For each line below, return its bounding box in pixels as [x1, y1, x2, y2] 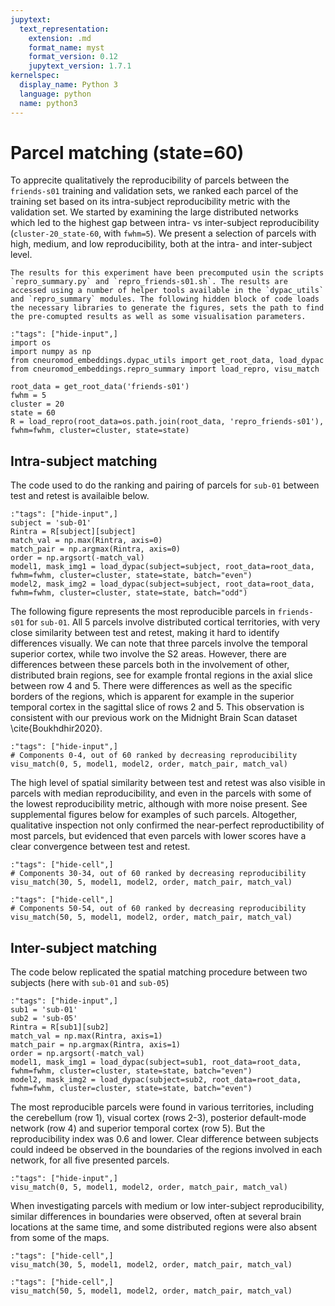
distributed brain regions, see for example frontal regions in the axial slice [10, 669, 313, 681]
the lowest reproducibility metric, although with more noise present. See [10, 798, 308, 810]
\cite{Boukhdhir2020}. [10, 722, 103, 735]
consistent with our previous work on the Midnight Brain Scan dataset [10, 712, 298, 724]
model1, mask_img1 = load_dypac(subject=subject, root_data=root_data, [10, 562, 315, 572]
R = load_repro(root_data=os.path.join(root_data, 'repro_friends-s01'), [10, 417, 325, 427]
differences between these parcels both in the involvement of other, [10, 659, 290, 671]
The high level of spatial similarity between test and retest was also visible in [10, 777, 326, 789]
